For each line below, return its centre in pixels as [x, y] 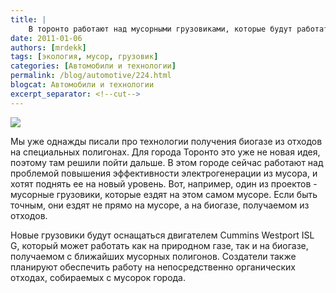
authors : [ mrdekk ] [48, 47]
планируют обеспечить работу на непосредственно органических [153, 267]
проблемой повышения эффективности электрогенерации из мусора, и [164, 173]
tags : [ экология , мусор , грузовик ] [84, 57]
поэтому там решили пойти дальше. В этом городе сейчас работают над [167, 162]
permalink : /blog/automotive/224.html [91, 76]
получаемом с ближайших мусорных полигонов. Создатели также [153, 256]
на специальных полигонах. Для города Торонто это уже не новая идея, [165, 152]
